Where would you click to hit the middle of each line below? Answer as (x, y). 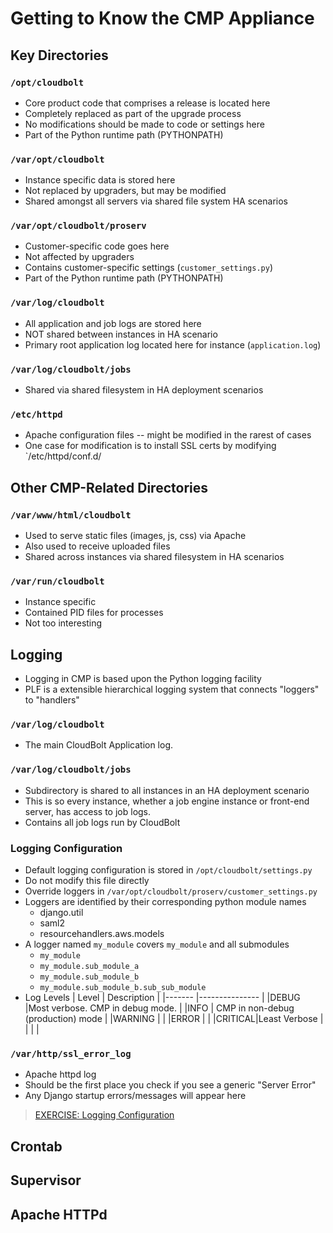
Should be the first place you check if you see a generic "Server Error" (170, 1085)
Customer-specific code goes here (97, 246)
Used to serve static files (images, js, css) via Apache (135, 536)
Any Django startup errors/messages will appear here (135, 1096)
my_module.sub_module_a (89, 967)
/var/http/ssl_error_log (71, 1053)
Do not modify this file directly (87, 881)
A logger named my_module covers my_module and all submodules (157, 944)
